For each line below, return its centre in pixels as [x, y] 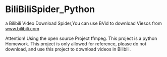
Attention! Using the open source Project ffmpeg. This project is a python [81, 38]
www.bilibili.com [22, 28]
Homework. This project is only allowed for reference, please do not [76, 43]
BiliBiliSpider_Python [50, 9]
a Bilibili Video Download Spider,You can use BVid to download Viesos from [84, 23]
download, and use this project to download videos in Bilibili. [68, 49]
